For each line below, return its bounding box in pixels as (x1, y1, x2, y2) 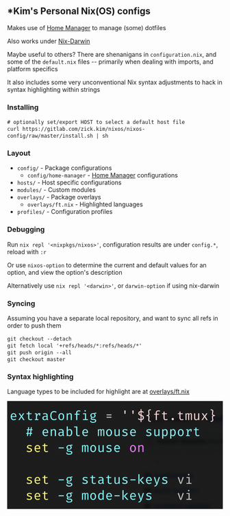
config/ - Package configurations (16, 164, 112, 172)
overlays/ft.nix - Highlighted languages (27, 200, 144, 208)
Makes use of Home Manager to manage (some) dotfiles (7, 23, 166, 32)
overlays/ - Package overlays (16, 193, 101, 201)
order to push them (7, 321, 62, 330)
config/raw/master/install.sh (7, 133, 94, 140)
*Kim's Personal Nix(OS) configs (7, 5, 151, 17)
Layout (7, 149, 31, 158)
